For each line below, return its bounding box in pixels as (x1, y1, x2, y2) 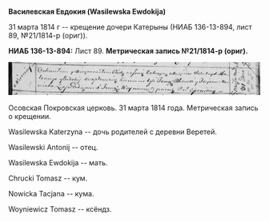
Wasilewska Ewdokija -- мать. (8, 157, 108, 167)
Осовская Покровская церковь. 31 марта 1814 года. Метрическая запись (8, 103, 259, 113)
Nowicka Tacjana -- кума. (8, 188, 94, 198)
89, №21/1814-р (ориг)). (8, 31, 88, 40)
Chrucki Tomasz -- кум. (8, 173, 88, 183)
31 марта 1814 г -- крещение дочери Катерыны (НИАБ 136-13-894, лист (8, 22, 252, 31)
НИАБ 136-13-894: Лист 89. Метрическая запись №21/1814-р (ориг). (8, 46, 248, 55)
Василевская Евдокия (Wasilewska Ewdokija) (8, 7, 167, 16)
